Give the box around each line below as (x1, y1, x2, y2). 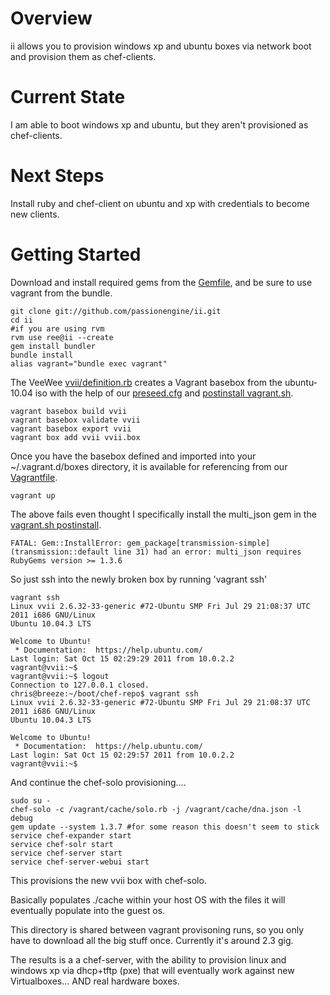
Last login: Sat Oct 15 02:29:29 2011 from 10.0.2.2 (10, 653, 235, 664)
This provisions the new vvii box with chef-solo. (10, 874, 207, 886)
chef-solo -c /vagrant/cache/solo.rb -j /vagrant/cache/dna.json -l (10, 804, 302, 814)
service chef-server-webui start (10, 857, 150, 867)
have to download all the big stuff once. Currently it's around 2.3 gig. (10, 934, 294, 946)
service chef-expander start (10, 830, 132, 841)
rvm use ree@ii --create (10, 332, 114, 342)
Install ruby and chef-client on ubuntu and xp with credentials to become (10, 197, 310, 209)
